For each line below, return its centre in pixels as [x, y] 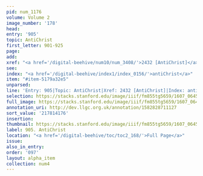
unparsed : [19, 85]
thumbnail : [20, 125]
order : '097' [23, 152]
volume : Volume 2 [28, 18]
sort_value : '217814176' [37, 113]
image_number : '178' [32, 23]
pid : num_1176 [24, 12]
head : [13, 29]
